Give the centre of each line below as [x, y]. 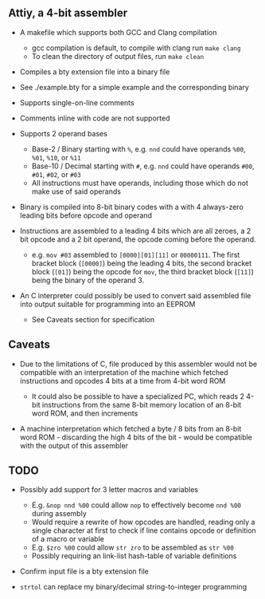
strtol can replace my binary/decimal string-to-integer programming [133, 587]
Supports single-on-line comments [77, 102]
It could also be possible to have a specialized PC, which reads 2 [138, 396]
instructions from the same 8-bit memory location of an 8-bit [142, 404]
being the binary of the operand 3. [88, 280]
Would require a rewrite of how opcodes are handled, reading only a [143, 522]
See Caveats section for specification [93, 319]
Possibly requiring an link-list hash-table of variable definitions [134, 556]
